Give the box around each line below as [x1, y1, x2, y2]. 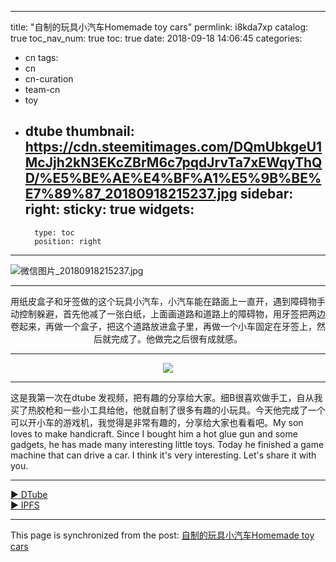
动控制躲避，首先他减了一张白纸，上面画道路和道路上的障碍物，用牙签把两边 [10, 307, 326, 320]
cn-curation [24, 73, 74, 85]
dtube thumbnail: [24, 123, 135, 140]
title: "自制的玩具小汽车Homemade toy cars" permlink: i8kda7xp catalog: [10, 21, 309, 33]
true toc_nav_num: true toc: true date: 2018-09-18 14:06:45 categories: [10, 32, 303, 44]
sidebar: [239, 186, 294, 203]
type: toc [34, 227, 75, 238]
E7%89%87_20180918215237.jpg [24, 186, 238, 203]
